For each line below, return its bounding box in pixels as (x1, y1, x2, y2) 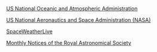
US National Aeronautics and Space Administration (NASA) (6, 17, 151, 23)
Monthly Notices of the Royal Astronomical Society (6, 40, 131, 46)
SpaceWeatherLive (6, 28, 53, 35)
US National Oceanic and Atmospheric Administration (6, 5, 138, 12)
